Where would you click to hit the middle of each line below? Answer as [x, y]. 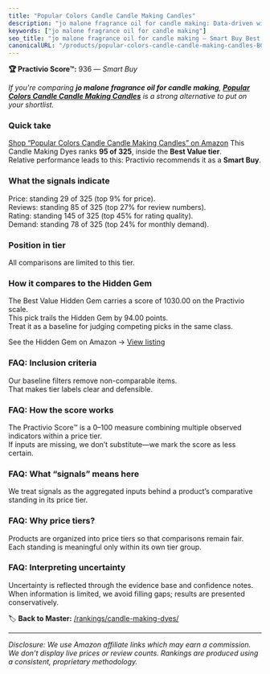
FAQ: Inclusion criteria [53, 363]
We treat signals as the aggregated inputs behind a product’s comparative [131, 491]
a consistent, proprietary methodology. [73, 661]
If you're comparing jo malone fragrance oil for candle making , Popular [129, 88]
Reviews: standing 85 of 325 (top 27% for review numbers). [107, 207]
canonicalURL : [32, 46]
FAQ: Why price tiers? [52, 521]
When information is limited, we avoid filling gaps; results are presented [127, 594]
